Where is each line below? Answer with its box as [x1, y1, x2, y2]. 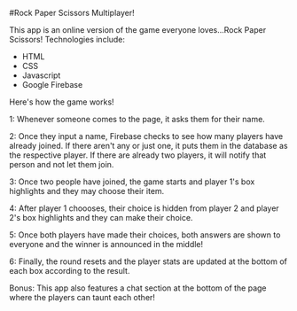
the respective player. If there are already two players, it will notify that [9, 150, 267, 160]
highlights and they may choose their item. [9, 186, 165, 196]
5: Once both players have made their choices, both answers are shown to [9, 229, 281, 240]
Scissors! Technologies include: [9, 35, 126, 44]
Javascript [21, 70, 61, 81]
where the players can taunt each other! [9, 292, 155, 302]
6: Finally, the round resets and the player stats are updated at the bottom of [9, 256, 288, 267]
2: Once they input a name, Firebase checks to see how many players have [9, 131, 284, 141]
